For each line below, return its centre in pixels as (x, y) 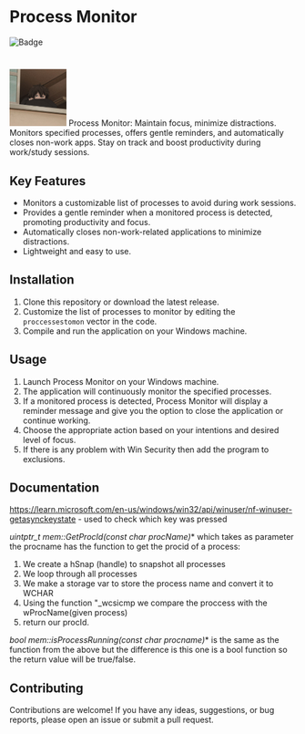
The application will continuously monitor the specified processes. (147, 391)
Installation (42, 280)
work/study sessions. (50, 152)
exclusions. (44, 459)
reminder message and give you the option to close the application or (153, 410)
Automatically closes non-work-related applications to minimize (142, 232)
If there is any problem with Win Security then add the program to (146, 450)
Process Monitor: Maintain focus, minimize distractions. (172, 123)
